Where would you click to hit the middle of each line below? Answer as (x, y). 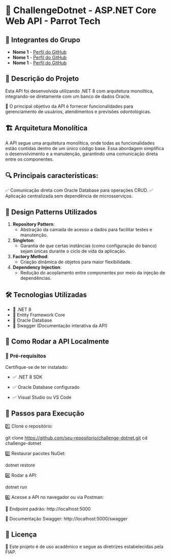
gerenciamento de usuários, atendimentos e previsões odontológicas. (78, 112)
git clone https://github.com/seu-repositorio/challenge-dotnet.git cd (76, 438)
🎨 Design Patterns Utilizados (51, 212)
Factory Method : (31, 257)
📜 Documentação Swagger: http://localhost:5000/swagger (66, 518)
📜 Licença (21, 534)
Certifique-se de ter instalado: (37, 367)
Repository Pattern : (33, 224)
